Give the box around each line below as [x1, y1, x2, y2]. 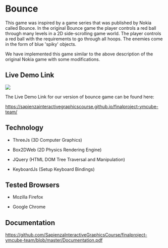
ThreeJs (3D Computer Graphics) [12, 137, 82, 143]
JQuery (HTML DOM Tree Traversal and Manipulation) [12, 156, 125, 162]
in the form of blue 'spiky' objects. [5, 41, 77, 47]
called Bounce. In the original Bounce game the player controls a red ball [5, 25, 156, 31]
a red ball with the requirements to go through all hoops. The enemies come [5, 36, 163, 42]
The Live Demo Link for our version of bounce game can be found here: [5, 94, 154, 100]
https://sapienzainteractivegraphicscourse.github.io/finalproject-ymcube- [5, 103, 159, 109]
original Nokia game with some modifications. [5, 56, 100, 62]
